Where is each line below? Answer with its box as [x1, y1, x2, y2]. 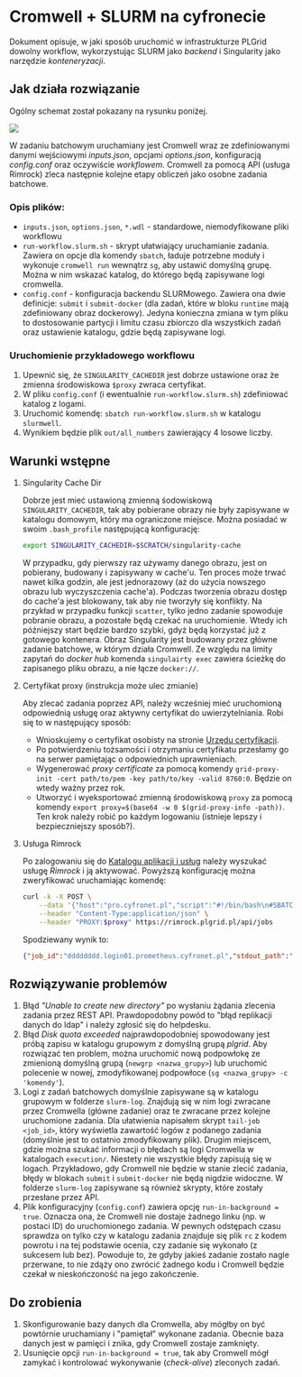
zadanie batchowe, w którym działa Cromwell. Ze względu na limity [22, 643, 273, 655]
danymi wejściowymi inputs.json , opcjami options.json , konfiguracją [9, 149, 261, 160]
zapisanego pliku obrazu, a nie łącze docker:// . [22, 663, 200, 674]
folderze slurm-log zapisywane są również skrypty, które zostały [22, 1182, 263, 1193]
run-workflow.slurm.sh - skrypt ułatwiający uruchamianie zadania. [22, 241, 270, 252]
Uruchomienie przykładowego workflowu [9, 349, 196, 362]
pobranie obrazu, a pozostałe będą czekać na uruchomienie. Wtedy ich [22, 615, 288, 626]
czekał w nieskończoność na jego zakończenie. [22, 1269, 200, 1280]
